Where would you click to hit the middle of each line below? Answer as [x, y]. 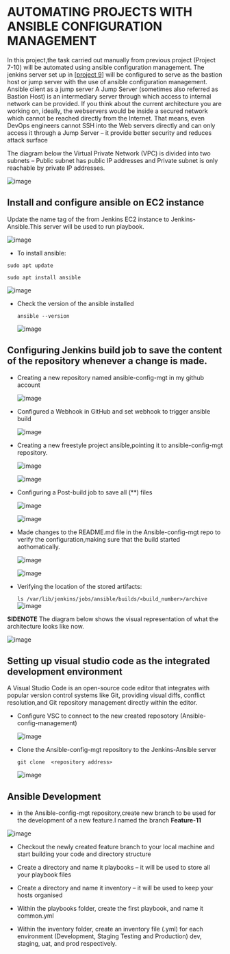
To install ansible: [41, 253]
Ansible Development [54, 796]
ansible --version [43, 316]
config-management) [47, 723]
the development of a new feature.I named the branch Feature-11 [109, 820]
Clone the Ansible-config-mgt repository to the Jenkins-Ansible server [117, 750]
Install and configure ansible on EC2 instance [105, 203]
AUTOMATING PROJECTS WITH [100, 12]
